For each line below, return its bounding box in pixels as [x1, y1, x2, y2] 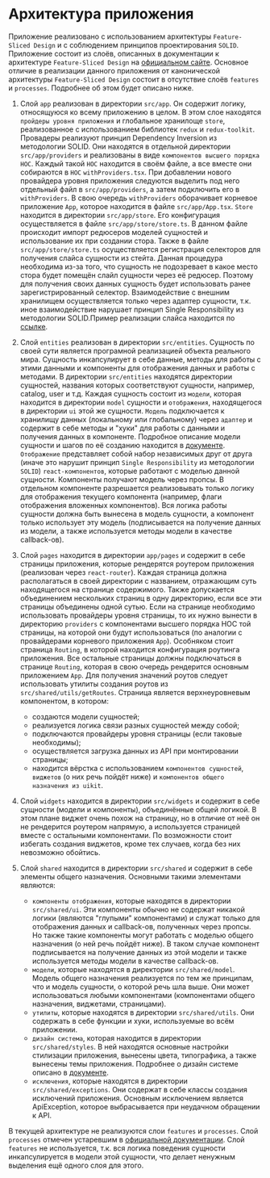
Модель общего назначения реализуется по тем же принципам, [31, 973, 254, 983]
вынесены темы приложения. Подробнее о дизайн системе [31, 1059, 239, 1068]
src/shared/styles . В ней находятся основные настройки [31, 1042, 229, 1051]
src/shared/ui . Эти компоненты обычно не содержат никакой [31, 904, 246, 914]
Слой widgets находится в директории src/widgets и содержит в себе [19, 796, 260, 806]
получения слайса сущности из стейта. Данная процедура [19, 253, 223, 262]
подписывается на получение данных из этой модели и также [31, 947, 247, 957]
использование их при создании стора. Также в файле [19, 236, 210, 245]
